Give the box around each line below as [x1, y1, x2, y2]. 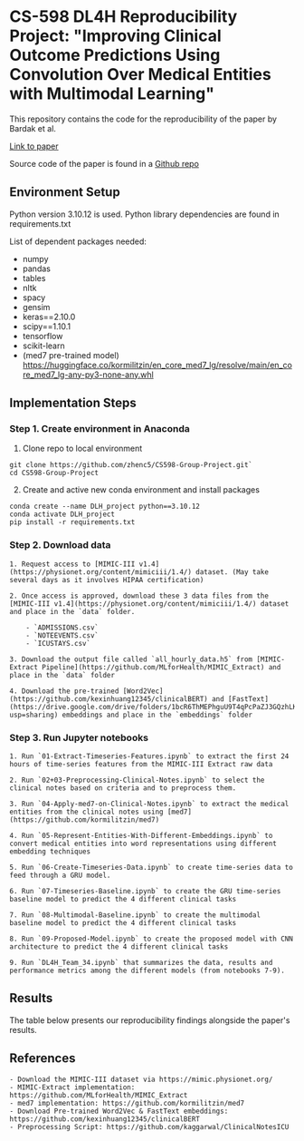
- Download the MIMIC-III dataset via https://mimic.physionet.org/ [9, 1075, 273, 1084]
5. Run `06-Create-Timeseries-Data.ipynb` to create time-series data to [9, 863, 294, 873]
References [9, 1050, 76, 1067]
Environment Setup [9, 184, 120, 200]
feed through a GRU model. [9, 871, 111, 881]
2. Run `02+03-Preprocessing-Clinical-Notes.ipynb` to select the [9, 775, 265, 785]
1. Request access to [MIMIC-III [9, 560, 136, 569]
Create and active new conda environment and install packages [22, 484, 261, 495]
